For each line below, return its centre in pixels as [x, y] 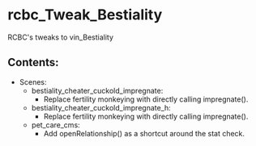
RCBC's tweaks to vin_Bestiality [61, 37]
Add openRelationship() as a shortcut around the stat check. [144, 133]
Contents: [33, 63]
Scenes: [33, 81]
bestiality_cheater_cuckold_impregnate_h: [101, 107]
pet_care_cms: [55, 125]
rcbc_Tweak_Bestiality [85, 15]
